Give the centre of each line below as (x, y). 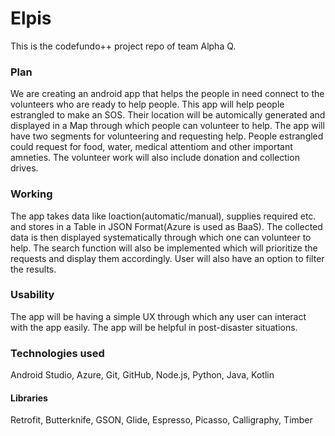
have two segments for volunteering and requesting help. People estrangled (167, 136)
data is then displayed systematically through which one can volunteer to (161, 237)
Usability (32, 295)
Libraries (29, 398)
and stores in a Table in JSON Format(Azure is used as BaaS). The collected (166, 226)
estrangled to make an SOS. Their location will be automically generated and (168, 115)
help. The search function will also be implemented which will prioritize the (164, 248)
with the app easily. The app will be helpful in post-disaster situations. (154, 327)
